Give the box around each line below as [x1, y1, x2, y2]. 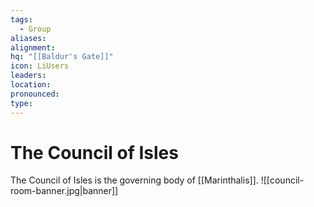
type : [10, 98, 33, 108]
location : [10, 80, 52, 90]
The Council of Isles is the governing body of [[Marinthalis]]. [10, 174, 259, 186]
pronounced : [10, 89, 60, 99]
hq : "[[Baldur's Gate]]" [10, 52, 114, 62]
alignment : [10, 42, 56, 53]
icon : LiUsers [10, 61, 70, 71]
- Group [19, 24, 52, 34]
